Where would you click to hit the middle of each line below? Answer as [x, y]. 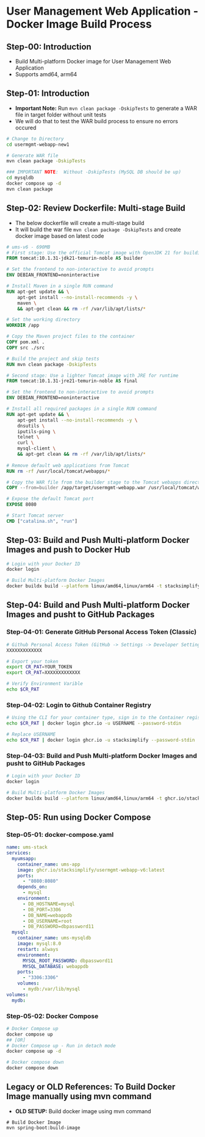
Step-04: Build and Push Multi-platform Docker [98, 605]
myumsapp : [24, 858]
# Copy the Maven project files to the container [71, 337]
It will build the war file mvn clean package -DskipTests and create [98, 229]
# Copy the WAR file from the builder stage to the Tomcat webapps [94, 482]
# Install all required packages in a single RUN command [81, 409]
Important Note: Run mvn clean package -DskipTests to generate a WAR [106, 108]
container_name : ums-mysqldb [54, 938]
